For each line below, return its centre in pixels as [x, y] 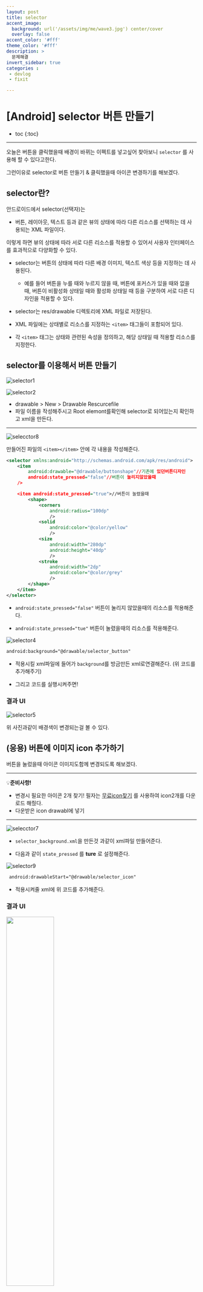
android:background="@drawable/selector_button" [69, 651]
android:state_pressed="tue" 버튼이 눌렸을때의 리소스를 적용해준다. [97, 628]
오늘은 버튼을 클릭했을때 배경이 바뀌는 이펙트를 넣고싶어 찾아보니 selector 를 [97, 152]
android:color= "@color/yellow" [89, 528]
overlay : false [31, 35]
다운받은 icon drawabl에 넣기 [50, 810]
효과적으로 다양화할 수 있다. [45, 250]
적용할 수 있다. [57, 298]
